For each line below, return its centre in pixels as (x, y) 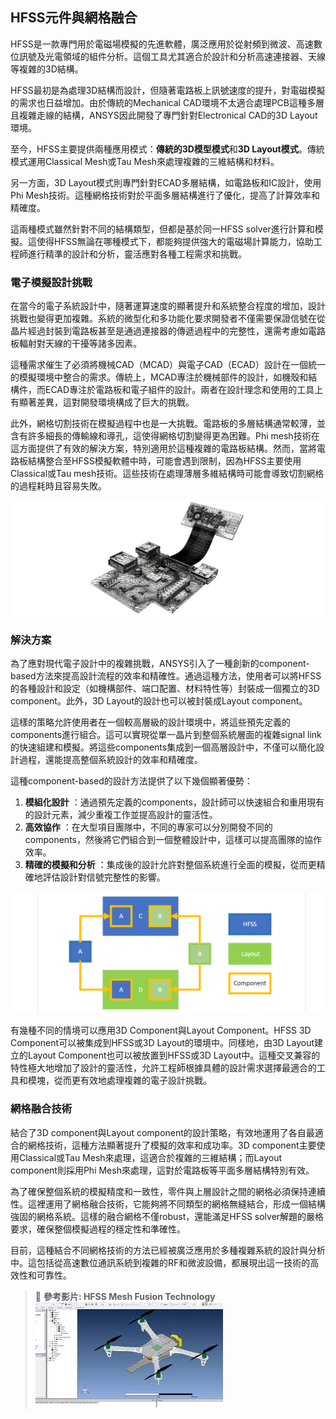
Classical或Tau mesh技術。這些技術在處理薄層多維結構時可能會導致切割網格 (167, 474)
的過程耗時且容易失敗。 (58, 486)
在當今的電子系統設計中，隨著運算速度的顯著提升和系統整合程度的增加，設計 (168, 306)
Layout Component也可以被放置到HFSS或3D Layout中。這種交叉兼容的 (174, 1055)
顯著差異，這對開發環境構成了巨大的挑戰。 (106, 402)
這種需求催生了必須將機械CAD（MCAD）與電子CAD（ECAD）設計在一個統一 (168, 365)
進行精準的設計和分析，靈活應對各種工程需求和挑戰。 (137, 254)
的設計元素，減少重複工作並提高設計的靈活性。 (121, 814)
